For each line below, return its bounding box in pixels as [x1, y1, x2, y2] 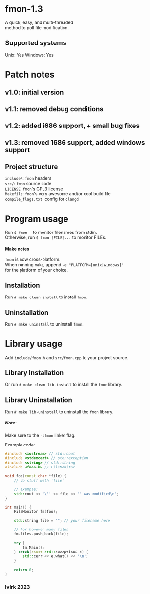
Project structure [5, 162, 58, 170]
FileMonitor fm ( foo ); [14, 509, 58, 514]
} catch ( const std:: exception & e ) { [14, 550, 89, 554]
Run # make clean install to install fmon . [5, 294, 87, 300]
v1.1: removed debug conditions [5, 105, 104, 113]
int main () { [5, 505, 32, 510]
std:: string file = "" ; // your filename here [14, 518, 110, 523]
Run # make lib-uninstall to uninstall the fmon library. [5, 409, 114, 415]
